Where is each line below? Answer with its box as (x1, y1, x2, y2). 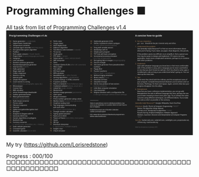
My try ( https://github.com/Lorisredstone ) (6, 141, 108, 149)
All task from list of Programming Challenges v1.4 (6, 24, 127, 31)
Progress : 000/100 (6, 153, 53, 160)
